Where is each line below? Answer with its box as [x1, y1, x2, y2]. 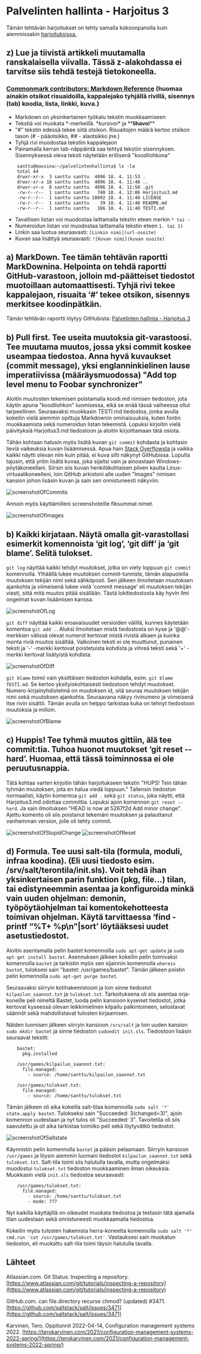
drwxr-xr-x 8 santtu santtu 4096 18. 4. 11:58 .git [17, 184, 154, 190]
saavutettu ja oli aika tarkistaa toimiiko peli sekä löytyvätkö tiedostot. [6, 1122, 175, 1130]
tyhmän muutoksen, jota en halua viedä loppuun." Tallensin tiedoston [6, 785, 176, 793]
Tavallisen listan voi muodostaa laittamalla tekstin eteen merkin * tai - [14, 215, 190, 223]
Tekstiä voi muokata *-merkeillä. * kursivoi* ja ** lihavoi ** [14, 119, 156, 127]
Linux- [166, 464, 182, 472]
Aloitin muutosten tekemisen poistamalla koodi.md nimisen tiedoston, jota [6, 395, 187, 403]
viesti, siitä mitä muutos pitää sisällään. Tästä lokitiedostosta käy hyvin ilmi [6, 589, 190, 597]
